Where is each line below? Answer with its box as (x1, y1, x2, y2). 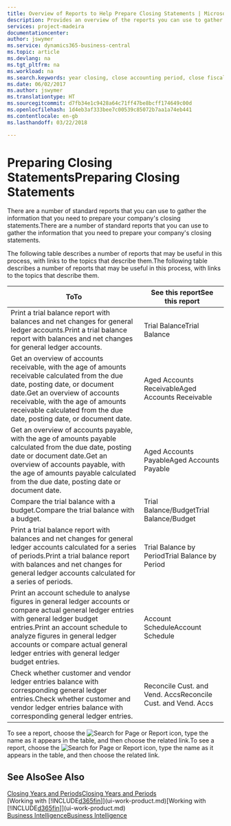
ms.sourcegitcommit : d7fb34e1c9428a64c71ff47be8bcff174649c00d (7, 100, 192, 107)
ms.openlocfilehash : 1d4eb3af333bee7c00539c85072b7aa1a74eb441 (7, 106, 192, 113)
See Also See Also (7, 771, 85, 783)
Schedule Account (144, 623, 201, 632)
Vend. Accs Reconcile (144, 690, 213, 700)
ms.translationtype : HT (7, 94, 76, 101)
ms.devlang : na (7, 55, 51, 62)
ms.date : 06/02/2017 (7, 81, 67, 88)
